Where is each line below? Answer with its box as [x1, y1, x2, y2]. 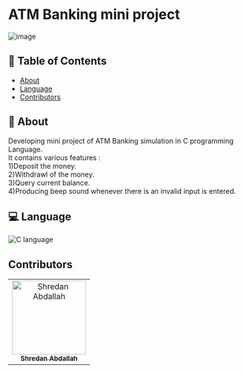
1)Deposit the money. [8, 161, 77, 170]
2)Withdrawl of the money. [8, 170, 94, 179]
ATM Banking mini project [8, 6, 180, 24]
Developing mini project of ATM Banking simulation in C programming [8, 136, 234, 145]
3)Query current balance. [8, 177, 91, 187]
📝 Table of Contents [8, 54, 107, 68]
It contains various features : [8, 152, 101, 162]
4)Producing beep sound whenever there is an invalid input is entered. [8, 186, 236, 196]
